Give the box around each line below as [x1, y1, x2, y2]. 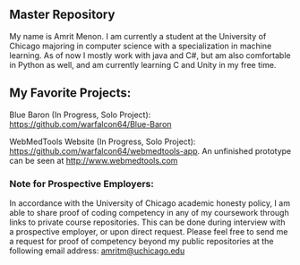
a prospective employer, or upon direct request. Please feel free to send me [9, 226, 288, 236]
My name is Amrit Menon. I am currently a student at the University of [9, 30, 267, 41]
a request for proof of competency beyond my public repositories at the [9, 235, 274, 246]
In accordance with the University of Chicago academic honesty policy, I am [9, 197, 291, 209]
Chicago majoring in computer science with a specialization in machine [9, 40, 272, 51]
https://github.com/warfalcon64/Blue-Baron [9, 118, 172, 129]
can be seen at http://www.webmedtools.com [9, 155, 178, 166]
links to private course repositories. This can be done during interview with [9, 217, 286, 227]
